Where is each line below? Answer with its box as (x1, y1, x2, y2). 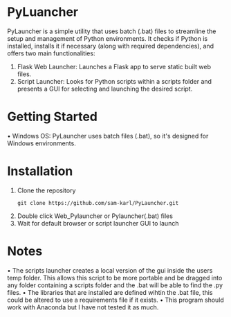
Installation (7, 163, 73, 179)
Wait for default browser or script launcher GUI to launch (17, 219, 179, 227)
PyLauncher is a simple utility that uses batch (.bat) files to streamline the (7, 27, 216, 35)
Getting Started (7, 109, 98, 125)
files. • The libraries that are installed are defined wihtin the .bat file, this (7, 288, 213, 296)
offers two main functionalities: (7, 49, 95, 57)
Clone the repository (17, 186, 76, 194)
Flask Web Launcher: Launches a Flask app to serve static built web (17, 62, 212, 71)
